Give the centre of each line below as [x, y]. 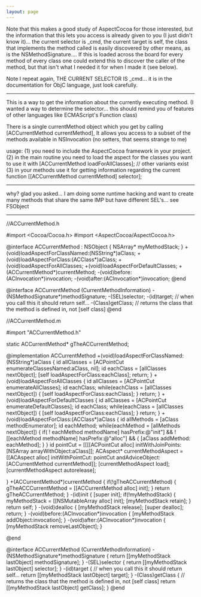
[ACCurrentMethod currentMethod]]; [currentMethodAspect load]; [88, 463]
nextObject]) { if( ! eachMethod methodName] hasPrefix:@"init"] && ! [91, 432]
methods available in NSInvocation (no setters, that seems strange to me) [97, 139]
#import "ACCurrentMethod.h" [44, 332]
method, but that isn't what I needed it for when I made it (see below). [92, 67]
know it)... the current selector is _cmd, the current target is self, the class [97, 41]
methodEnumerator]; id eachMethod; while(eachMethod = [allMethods [93, 425]
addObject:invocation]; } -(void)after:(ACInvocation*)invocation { [86, 520]
